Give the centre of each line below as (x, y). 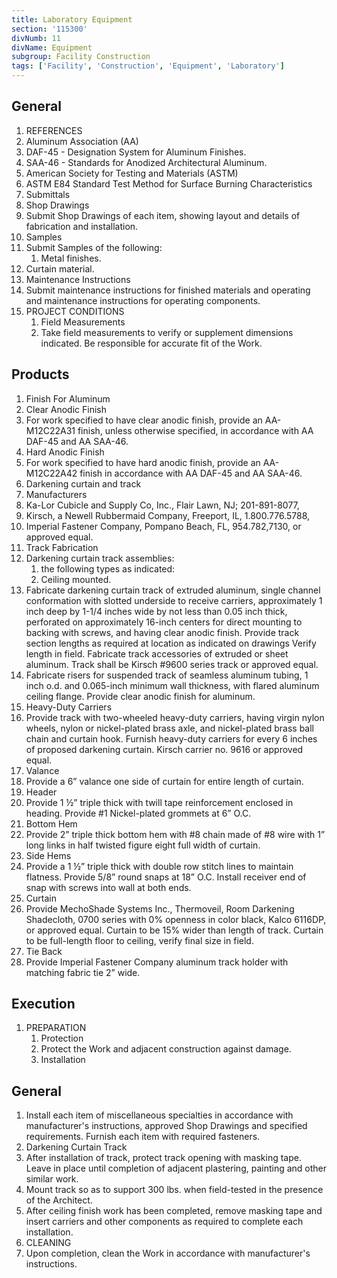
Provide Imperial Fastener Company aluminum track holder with (157, 962)
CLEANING (48, 1243)
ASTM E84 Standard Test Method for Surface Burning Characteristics (169, 183)
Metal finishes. (71, 258)
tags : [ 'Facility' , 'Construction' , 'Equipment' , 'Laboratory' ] (148, 66)
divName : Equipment (52, 47)
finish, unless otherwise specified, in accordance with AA (195, 430)
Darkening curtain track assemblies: (100, 558)
